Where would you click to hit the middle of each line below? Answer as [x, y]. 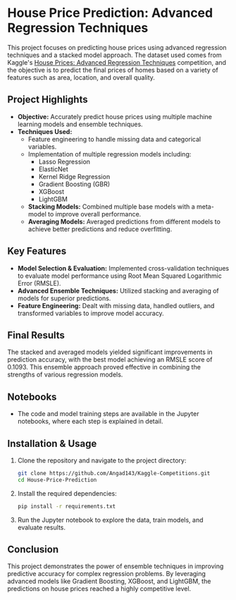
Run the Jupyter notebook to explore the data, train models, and [110, 520]
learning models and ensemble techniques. [80, 124]
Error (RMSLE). [39, 283]
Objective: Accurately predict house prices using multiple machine [115, 116]
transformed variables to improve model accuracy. [91, 313]
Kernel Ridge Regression [74, 176]
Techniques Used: [45, 131]
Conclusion [33, 550]
